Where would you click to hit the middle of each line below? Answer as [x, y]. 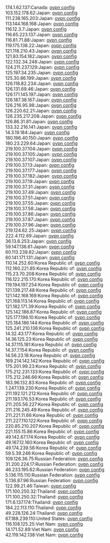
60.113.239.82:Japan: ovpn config [41, 252]
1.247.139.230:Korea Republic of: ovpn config [53, 388]
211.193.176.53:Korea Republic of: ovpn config [53, 399]
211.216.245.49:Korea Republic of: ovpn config [54, 410]
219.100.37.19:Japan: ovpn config [40, 181]
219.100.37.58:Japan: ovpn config [40, 209]
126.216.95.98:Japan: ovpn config [41, 105]
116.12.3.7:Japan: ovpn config [36, 29]
